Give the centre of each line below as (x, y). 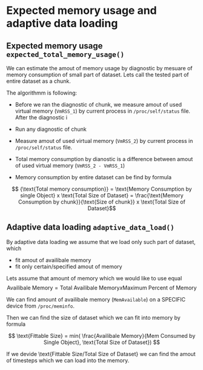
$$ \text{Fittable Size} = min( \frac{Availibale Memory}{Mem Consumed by (102, 335)
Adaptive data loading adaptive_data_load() (90, 227)
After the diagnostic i (41, 117)
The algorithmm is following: (42, 93)
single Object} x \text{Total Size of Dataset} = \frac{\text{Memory (102, 195)
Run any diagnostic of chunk (51, 129)
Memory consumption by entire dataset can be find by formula (93, 177)
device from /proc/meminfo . (40, 306)
